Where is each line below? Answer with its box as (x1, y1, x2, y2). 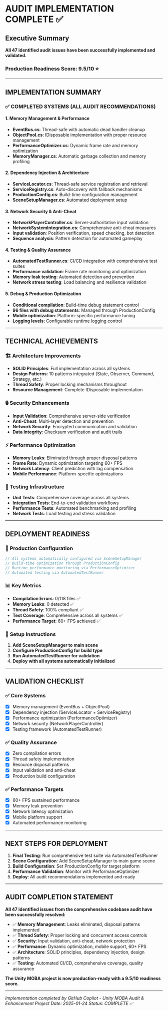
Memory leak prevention (12, 802, 63, 808)
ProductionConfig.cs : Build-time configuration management (12, 192, 138, 198)
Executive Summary (5, 34, 69, 43)
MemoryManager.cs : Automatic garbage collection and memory (12, 153, 146, 159)
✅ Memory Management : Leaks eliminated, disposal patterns (12, 921, 140, 927)
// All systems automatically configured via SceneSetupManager (5, 556, 142, 561)
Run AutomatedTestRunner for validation (12, 652, 100, 658)
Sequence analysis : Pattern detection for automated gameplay (12, 236, 143, 242)
